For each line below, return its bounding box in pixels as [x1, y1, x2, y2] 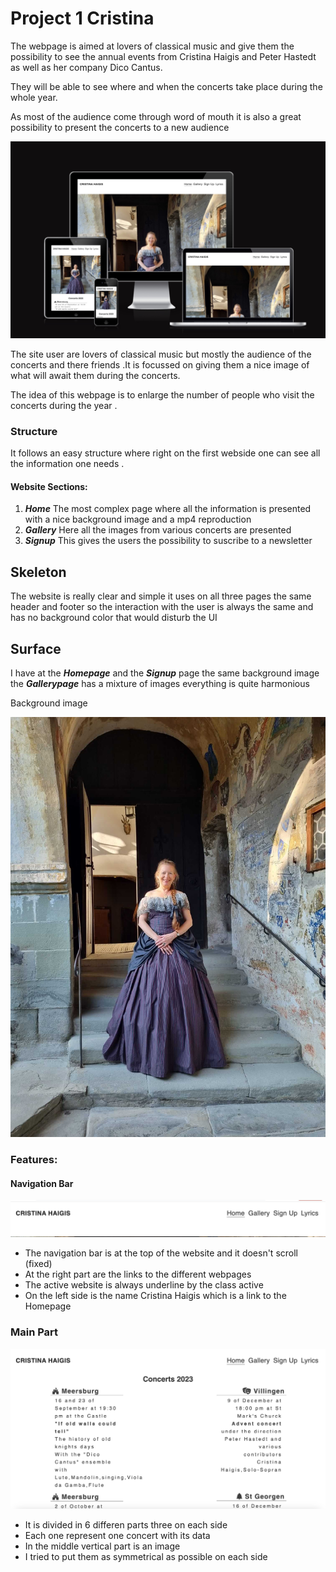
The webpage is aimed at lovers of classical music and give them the [10, 40, 295, 52]
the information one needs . [10, 458, 125, 470]
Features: [10, 1152, 58, 1166]
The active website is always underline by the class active [24, 1279, 264, 1291]
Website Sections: [10, 480, 88, 492]
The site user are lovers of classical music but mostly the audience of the [10, 348, 312, 360]
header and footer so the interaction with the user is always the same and [10, 601, 314, 613]
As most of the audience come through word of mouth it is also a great [10, 110, 302, 122]
